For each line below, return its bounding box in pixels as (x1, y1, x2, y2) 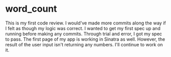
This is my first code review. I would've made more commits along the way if (5, 20, 166, 26)
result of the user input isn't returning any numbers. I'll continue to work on (5, 41, 163, 47)
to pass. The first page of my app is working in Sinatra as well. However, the (5, 36, 165, 42)
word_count (5, 3, 57, 15)
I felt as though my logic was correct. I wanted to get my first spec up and (5, 25, 161, 31)
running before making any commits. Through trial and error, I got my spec (5, 31, 162, 37)
